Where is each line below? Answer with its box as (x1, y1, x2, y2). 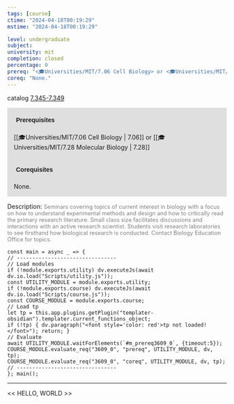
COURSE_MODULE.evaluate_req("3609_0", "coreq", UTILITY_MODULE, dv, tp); (7, 358, 226, 365)
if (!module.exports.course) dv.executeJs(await (7, 285, 151, 292)
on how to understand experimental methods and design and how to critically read (7, 210, 224, 217)
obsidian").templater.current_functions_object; (7, 315, 151, 323)
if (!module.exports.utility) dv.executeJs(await (7, 266, 155, 274)
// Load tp (7, 303, 39, 310)
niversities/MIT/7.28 (13, 143, 75, 151)
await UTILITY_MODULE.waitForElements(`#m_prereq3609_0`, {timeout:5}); (7, 339, 223, 347)
